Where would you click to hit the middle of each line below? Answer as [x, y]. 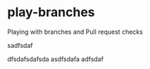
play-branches [51, 12]
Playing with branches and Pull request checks [75, 32]
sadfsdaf [20, 45]
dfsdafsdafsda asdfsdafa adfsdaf [56, 59]
